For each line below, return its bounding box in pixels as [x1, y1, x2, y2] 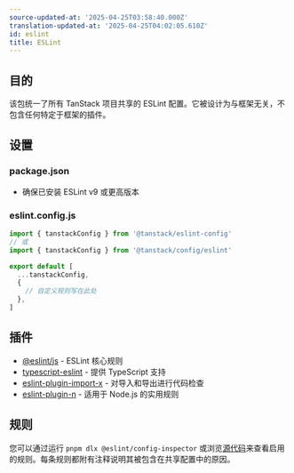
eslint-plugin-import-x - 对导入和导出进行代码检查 [21, 377, 204, 388]
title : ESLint [9, 37, 62, 47]
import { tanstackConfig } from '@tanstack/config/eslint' [9, 245, 233, 254]
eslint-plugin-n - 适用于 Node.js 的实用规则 [21, 389, 179, 399]
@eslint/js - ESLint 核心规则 [21, 355, 123, 365]
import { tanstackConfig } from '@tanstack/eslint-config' [9, 229, 233, 238]
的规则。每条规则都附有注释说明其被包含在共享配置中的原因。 [9, 453, 235, 464]
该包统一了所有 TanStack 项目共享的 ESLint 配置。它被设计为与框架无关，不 [9, 99, 286, 109]
